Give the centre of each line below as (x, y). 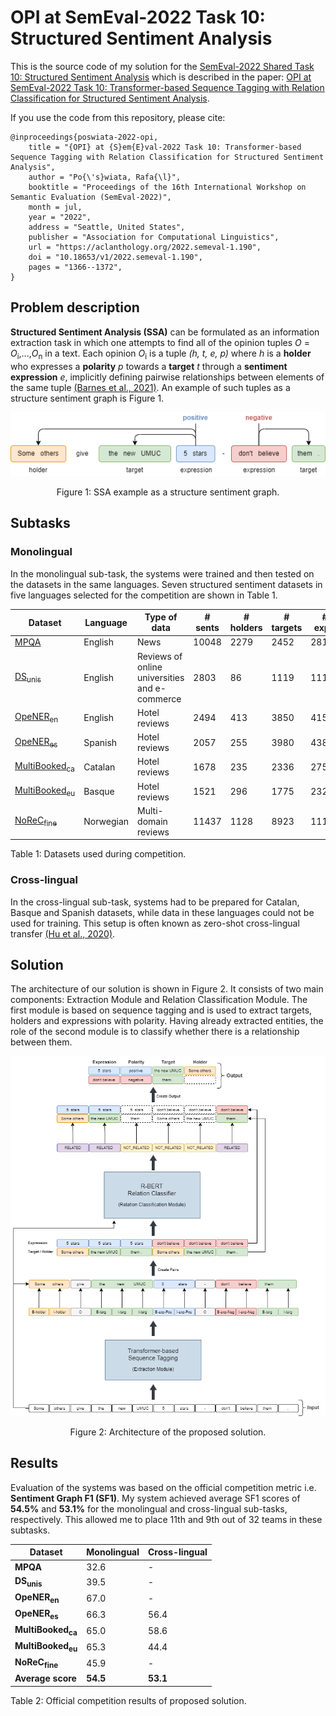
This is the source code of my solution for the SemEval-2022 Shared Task (162, 66)
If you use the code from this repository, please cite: (118, 117)
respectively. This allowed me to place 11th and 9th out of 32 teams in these (166, 1519)
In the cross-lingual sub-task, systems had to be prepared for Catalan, (155, 902)
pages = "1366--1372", (75, 267)
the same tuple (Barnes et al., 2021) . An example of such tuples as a (150, 387)
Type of (161, 617)
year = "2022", (60, 217)
